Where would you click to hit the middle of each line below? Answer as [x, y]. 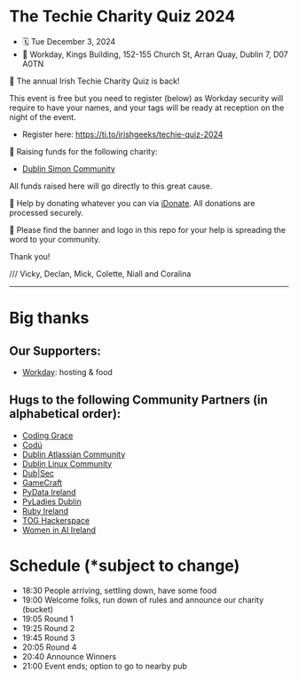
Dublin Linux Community [67, 463]
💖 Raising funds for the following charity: [83, 151]
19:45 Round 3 [48, 637]
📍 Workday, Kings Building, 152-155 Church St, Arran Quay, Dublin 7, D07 [155, 54]
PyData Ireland [49, 492]
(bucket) [37, 609]
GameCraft [42, 483]
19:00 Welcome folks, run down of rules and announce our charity [143, 600]
